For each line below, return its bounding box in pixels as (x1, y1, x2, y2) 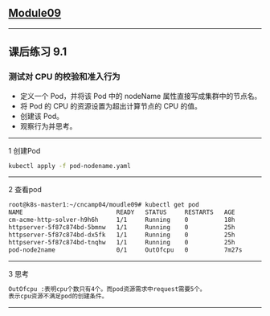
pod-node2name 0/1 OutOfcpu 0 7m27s (8, 245, 243, 254)
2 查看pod (8, 185, 43, 195)
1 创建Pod (8, 146, 41, 155)
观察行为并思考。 (19, 121, 77, 131)
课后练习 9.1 (8, 45, 67, 59)
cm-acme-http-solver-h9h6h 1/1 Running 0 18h (8, 216, 235, 224)
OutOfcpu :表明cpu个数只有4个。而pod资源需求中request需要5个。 (8, 285, 207, 293)
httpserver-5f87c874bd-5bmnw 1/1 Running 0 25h (8, 224, 235, 232)
